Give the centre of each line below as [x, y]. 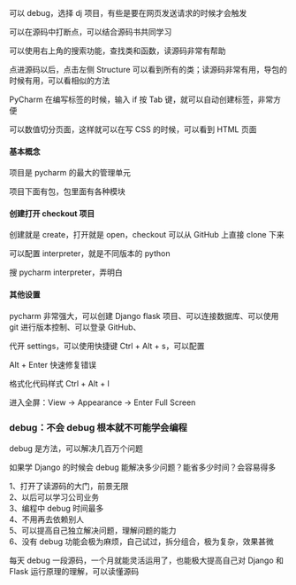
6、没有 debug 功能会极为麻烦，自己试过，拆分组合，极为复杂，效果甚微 [141, 541]
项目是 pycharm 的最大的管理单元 [70, 173]
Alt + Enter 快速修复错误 [53, 364]
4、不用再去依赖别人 [47, 519]
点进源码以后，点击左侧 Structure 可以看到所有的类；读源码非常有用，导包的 [148, 70]
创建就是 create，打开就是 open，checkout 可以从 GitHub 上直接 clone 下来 [147, 235]
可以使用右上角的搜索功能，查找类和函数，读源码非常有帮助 [118, 51]
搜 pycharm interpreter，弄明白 [66, 272]
